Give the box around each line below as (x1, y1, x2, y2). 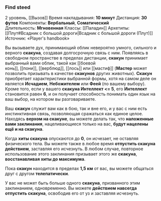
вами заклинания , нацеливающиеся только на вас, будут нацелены (5, 121, 148, 127)
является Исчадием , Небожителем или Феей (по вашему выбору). (5, 81, 146, 87)
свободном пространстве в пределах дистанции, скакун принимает (5, 55, 148, 61)
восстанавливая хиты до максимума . (5, 156, 86, 162)
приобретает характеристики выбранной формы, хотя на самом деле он (5, 76, 157, 81)
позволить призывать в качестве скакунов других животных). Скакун (5, 71, 152, 77)
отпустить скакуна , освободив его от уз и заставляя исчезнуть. (5, 190, 139, 196)
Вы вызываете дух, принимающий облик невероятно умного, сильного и (5, 45, 157, 51)
